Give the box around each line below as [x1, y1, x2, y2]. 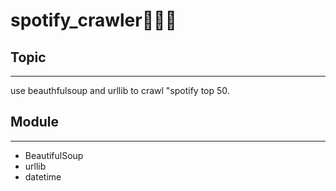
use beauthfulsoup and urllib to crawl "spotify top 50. [10, 85, 230, 96]
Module [10, 114, 59, 131]
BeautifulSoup [24, 149, 84, 161]
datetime [24, 170, 62, 183]
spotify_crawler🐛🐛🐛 [10, 9, 177, 32]
